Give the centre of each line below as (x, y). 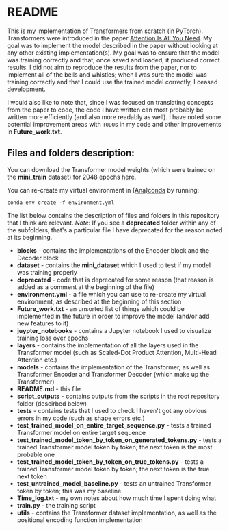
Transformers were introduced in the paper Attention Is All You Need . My (110, 38)
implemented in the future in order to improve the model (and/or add (113, 316)
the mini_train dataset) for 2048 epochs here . (72, 177)
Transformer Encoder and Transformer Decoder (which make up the (113, 374)
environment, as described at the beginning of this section (99, 301)
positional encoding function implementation (80, 520)
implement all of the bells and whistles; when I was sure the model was (107, 74)
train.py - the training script (56, 505)
